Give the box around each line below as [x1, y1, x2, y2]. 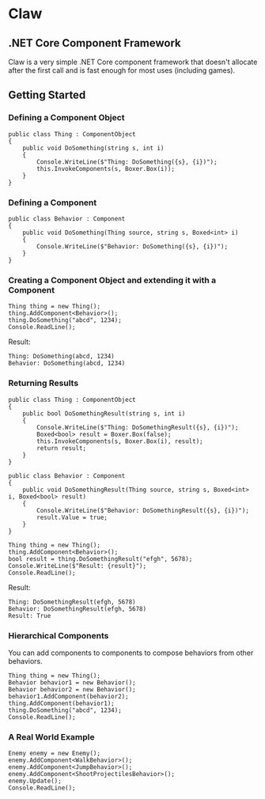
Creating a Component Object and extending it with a [8, 275, 217, 286]
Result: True [8, 612, 51, 619]
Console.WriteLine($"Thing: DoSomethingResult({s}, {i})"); [36, 423, 239, 431]
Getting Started [8, 89, 86, 102]
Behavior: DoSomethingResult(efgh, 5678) [8, 604, 147, 613]
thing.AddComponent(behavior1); [8, 699, 115, 707]
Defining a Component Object [8, 112, 125, 123]
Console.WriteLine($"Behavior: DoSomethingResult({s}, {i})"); [36, 506, 249, 514]
